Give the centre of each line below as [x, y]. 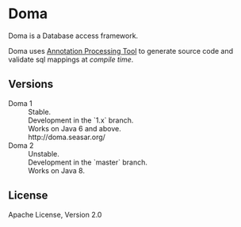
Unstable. [44, 153]
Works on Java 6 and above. [75, 128]
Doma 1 [21, 103]
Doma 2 [21, 145]
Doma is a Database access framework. [73, 36]
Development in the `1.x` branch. [81, 120]
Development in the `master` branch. [88, 162]
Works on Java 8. [57, 170]
